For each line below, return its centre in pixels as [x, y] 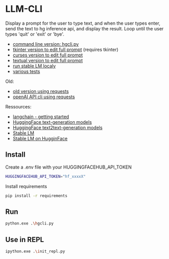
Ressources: [18, 106]
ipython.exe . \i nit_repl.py [35, 251]
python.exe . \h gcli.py [29, 224]
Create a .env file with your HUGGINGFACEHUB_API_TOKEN [69, 167]
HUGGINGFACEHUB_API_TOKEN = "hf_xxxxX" [46, 176]
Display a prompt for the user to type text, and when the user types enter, [83, 23]
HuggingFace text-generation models [52, 122]
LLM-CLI [24, 9]
